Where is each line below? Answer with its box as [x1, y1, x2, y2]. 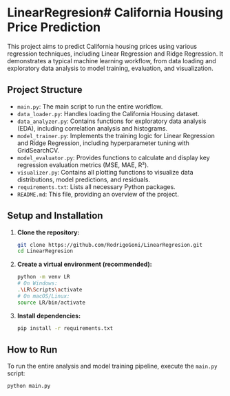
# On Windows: [17, 280, 58, 287]
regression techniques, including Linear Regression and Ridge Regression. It [7, 49, 224, 58]
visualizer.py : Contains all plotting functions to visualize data [17, 168, 194, 176]
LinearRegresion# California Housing [7, 5, 224, 21]
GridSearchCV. [17, 146, 60, 154]
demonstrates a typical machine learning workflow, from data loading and [7, 56, 216, 65]
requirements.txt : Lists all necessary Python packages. [17, 182, 176, 190]
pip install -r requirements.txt [17, 324, 114, 331]
